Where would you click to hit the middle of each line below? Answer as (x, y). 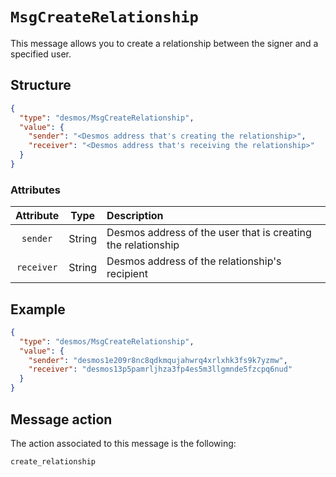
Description (135, 216)
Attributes (35, 190)
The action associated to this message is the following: (123, 443)
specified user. (41, 54)
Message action (61, 419)
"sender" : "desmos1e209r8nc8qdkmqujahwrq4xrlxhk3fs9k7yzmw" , (158, 360)
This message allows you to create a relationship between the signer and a (164, 43)
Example (38, 309)
